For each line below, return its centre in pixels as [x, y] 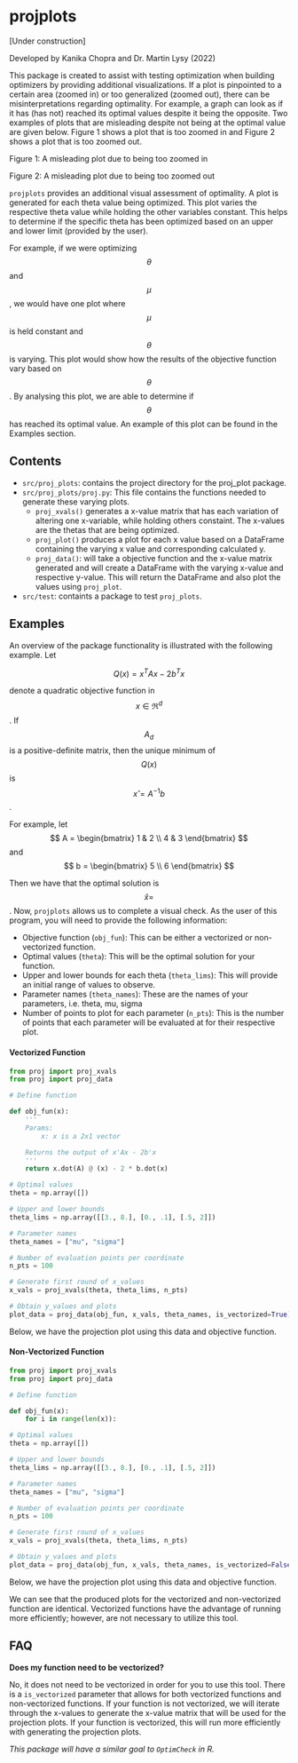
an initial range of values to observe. [89, 985]
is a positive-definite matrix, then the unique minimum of [112, 750]
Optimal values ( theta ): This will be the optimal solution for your [138, 957]
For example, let [39, 824]
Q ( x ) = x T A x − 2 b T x [149, 672]
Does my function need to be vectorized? [86, 1667]
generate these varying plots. [76, 501]
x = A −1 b [149, 792]
